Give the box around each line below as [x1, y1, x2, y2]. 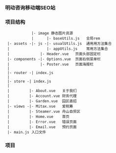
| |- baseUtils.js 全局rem [31, 36, 100, 41]
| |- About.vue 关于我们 [7, 89, 77, 94]
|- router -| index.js [7, 71, 54, 76]
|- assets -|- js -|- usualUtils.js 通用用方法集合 [7, 41, 112, 46]
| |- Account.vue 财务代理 [7, 94, 77, 98]
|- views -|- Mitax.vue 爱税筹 [7, 104, 73, 109]
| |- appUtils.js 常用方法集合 [7, 46, 109, 52]
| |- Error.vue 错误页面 [7, 119, 77, 125]
